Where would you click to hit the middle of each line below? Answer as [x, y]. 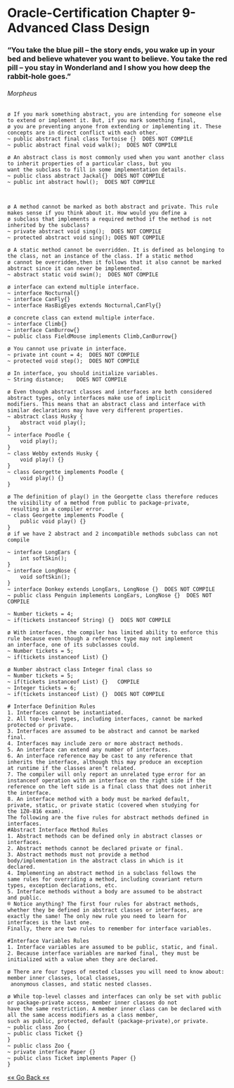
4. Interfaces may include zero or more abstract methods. [96, 744]
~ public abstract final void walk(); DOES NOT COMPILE [92, 145]
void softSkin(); [45, 577]
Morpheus [22, 93]
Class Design [110, 28]
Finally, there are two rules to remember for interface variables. [110, 929]
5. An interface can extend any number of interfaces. [89, 750]
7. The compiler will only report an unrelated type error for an [106, 775]
